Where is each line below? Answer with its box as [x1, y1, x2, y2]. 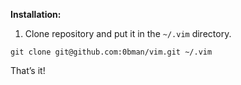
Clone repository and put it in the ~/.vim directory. [24, 28, 232, 39]
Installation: [10, 9, 62, 20]
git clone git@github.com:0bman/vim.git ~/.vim [10, 47, 213, 57]
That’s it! [10, 65, 46, 76]
